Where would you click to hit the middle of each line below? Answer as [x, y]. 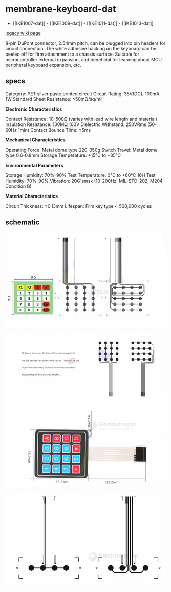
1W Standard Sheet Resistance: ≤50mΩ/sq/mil [54, 99]
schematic [23, 222]
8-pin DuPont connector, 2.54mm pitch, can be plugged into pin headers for [85, 43]
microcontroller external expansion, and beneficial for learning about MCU [84, 59]
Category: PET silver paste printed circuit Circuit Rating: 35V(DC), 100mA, [83, 94]
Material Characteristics [32, 196]
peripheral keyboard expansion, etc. [44, 65]
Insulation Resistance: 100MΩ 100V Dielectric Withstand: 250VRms [76, 124]
